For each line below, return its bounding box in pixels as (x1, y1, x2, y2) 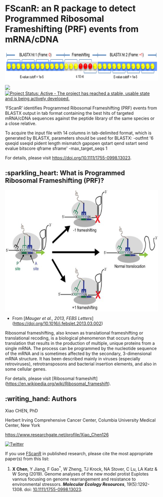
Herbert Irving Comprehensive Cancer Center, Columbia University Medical (5, 417, 156, 423)
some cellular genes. (5, 366, 47, 372)
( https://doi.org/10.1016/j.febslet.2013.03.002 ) (12, 320, 103, 326)
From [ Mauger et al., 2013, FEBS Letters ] (12, 315, 94, 321)
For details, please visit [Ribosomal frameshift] (5, 375, 98, 381)
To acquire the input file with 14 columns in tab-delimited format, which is (5, 130, 152, 136)
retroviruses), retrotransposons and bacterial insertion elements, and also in (5, 361, 157, 367)
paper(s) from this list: (5, 456, 49, 461)
